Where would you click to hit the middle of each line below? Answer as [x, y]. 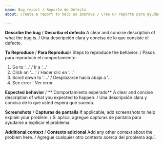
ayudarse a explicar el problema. [38, 122]
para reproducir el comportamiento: [41, 57]
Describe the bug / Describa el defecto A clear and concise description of [80, 32]
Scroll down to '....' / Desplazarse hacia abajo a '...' [62, 77]
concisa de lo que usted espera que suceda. [50, 102]
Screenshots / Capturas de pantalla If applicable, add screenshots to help [80, 112]
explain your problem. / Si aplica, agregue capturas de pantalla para [73, 117]
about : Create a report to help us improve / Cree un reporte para [75, 14]
